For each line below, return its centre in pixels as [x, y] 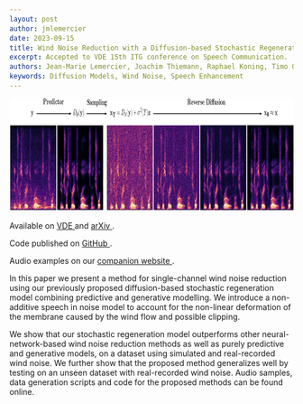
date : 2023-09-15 [42, 38]
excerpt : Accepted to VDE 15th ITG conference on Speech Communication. [149, 57]
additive [24, 306]
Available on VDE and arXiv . [62, 225]
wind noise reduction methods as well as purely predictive [176, 343]
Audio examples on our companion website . [92, 260]
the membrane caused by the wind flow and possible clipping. [125, 316]
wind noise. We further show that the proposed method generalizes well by [149, 362]
